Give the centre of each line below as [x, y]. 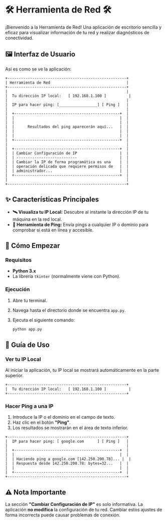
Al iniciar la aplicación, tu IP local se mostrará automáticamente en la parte [82, 370]
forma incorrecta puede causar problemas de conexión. [63, 515]
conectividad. [19, 38]
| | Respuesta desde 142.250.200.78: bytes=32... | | [67, 464]
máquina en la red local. [37, 219]
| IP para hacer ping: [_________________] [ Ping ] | [67, 105]
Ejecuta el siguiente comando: [44, 320]
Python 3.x [24, 271]
